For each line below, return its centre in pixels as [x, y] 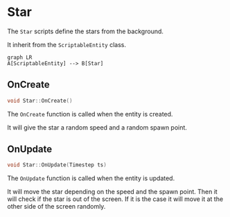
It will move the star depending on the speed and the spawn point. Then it [113, 192]
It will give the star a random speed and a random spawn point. [97, 127]
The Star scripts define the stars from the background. [86, 31]
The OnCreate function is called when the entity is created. [90, 114]
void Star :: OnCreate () [40, 101]
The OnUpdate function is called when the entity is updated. [91, 178]
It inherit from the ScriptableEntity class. [67, 44]
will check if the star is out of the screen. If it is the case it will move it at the [115, 199]
